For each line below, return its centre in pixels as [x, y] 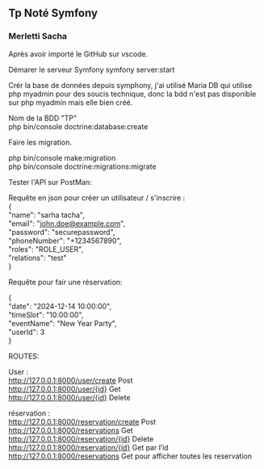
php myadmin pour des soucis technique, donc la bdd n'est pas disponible [132, 94]
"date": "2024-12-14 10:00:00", [60, 306]
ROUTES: [24, 356]
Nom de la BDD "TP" [43, 118]
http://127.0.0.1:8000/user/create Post [71, 380]
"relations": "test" [38, 258]
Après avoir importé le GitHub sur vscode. [78, 54]
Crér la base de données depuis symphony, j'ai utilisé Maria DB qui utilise [130, 85]
